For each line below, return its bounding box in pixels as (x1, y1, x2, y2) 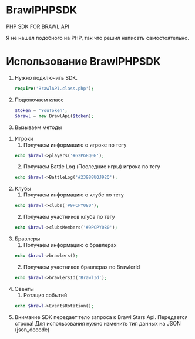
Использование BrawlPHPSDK (6, 55, 161, 68)
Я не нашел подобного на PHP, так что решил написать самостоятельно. (6, 34, 190, 41)
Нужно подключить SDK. (14, 74, 78, 81)
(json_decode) (14, 326, 50, 333)
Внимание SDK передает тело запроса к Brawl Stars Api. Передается (14, 313, 188, 320)
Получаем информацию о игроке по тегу (23, 141, 127, 148)
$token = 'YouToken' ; (14, 107, 68, 113)
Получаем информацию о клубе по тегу (23, 191, 125, 198)
